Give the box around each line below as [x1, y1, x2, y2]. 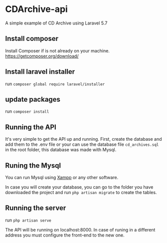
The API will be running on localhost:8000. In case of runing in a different [5, 227, 156, 233]
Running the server [5, 204, 66, 213]
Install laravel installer [5, 67, 75, 76]
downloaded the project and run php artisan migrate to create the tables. [5, 190, 157, 195]
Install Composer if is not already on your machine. [5, 47, 110, 53]
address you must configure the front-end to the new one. [5, 232, 125, 238]
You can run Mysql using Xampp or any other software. [5, 175, 119, 180]
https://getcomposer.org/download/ [5, 53, 79, 59]
